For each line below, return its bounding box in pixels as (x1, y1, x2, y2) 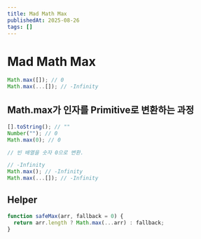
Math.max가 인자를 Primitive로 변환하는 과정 (7, 104, 195, 116)
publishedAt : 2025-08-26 (7, 17, 80, 24)
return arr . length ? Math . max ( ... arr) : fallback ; (13, 219, 165, 226)
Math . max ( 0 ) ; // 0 (7, 136, 61, 144)
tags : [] (7, 23, 33, 30)
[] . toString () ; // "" (7, 123, 71, 130)
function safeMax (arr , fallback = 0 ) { (7, 212, 124, 219)
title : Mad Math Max (7, 10, 68, 18)
